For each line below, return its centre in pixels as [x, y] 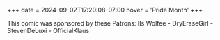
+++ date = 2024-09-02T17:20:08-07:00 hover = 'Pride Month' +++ [105, 10]
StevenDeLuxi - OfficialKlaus [48, 31]
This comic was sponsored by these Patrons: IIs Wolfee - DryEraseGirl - [110, 23]
